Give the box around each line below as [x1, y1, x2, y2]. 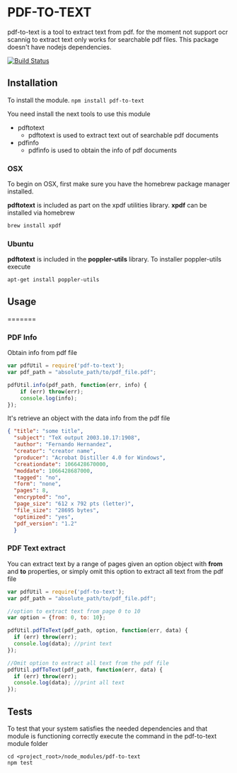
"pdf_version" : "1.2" [13, 520, 78, 527]
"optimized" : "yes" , [13, 513, 74, 521]
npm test [7, 759, 33, 766]
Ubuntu [7, 239, 34, 249]
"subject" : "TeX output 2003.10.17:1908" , [13, 434, 141, 441]
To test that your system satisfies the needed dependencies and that [7, 724, 207, 733]
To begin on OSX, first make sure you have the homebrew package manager [7, 180, 230, 188]
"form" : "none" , [13, 480, 62, 487]
